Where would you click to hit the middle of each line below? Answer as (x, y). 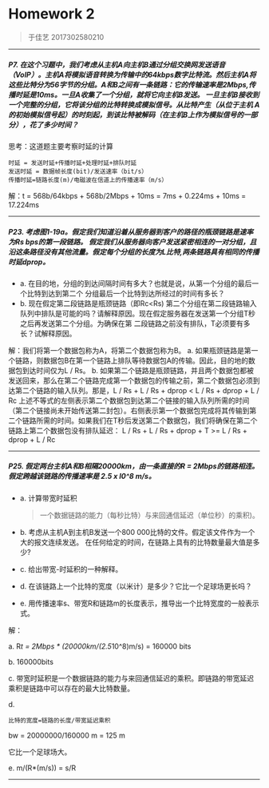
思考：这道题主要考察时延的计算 (61, 146)
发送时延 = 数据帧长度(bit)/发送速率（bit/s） (78, 171)
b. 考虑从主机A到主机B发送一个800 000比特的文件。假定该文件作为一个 (137, 532)
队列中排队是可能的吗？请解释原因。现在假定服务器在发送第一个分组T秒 (137, 313)
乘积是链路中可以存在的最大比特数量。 (71, 688)
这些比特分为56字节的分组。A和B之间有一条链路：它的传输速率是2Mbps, (129, 84)
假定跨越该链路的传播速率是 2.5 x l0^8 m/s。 (82, 476)
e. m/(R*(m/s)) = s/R (42, 768)
